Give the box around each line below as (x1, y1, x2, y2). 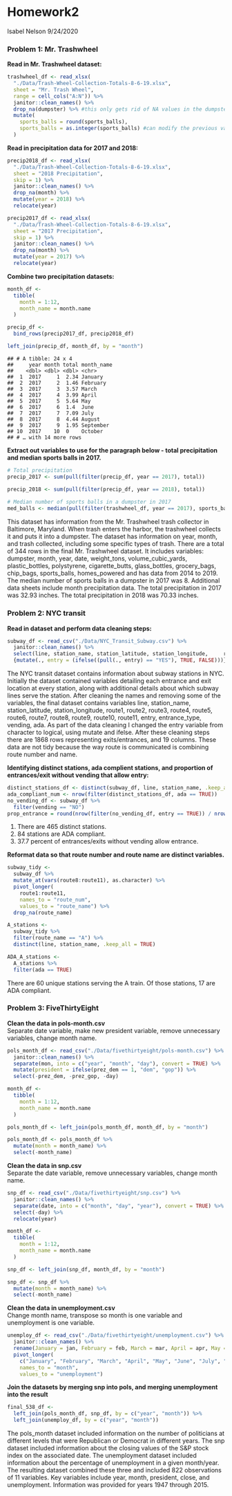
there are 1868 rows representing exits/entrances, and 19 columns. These (7, 736, 216, 744)
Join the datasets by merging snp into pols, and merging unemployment (7, 1383, 218, 1392)
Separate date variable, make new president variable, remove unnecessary (7, 1026, 220, 1034)
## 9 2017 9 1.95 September (7, 421, 110, 429)
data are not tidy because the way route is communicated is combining (7, 743, 209, 751)
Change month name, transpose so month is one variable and (7, 1311, 183, 1320)
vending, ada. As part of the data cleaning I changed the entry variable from (7, 721, 223, 729)
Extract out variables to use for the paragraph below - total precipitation (7, 446, 217, 454)
